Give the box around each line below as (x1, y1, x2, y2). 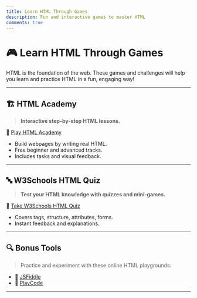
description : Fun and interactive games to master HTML (6, 14, 145, 20)
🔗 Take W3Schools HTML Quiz (6, 202, 80, 209)
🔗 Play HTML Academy (6, 129, 62, 136)
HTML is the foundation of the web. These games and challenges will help (6, 69, 185, 76)
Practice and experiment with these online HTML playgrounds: (20, 262, 172, 269)
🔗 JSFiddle (14, 273, 41, 280)
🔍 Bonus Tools (6, 243, 62, 253)
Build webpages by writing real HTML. (14, 140, 107, 148)
